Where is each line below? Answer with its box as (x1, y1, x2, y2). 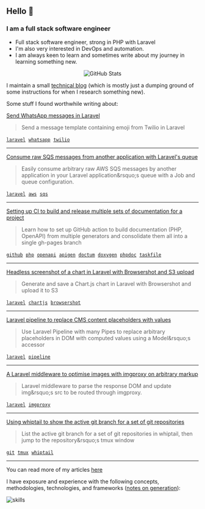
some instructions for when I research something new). (6, 88, 145, 95)
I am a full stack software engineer (6, 24, 111, 33)
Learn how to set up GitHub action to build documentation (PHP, (21, 226, 183, 233)
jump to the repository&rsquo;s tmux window (21, 436, 135, 444)
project (6, 214, 24, 221)
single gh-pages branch (21, 239, 82, 246)
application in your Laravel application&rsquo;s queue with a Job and (21, 171, 195, 179)
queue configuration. (21, 178, 74, 185)
